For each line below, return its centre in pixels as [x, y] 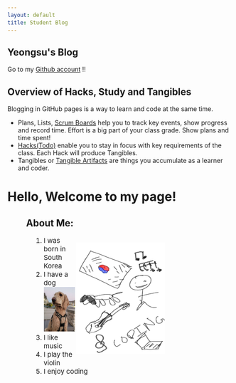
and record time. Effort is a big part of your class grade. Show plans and [123, 130]
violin [52, 363]
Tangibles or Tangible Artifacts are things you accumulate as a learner [120, 161]
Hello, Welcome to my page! [92, 197]
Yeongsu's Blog [43, 52]
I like [51, 338]
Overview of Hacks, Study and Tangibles [100, 91]
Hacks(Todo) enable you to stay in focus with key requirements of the [119, 145]
